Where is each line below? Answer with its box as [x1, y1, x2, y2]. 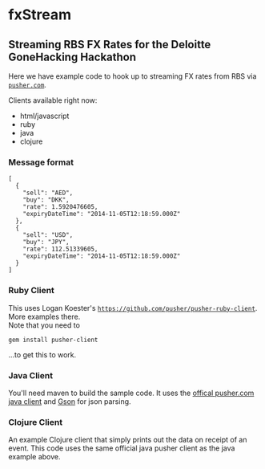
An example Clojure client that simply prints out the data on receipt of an [8, 435, 247, 445]
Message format [8, 157, 74, 168]
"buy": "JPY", [22, 239, 70, 247]
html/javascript [19, 111, 70, 120]
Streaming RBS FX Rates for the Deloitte [8, 38, 211, 51]
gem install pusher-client [8, 336, 98, 344]
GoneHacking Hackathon [8, 50, 137, 63]
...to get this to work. [8, 349, 77, 359]
